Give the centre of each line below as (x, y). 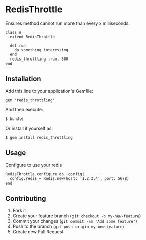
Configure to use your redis (34, 165)
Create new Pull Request (38, 232)
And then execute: (24, 109)
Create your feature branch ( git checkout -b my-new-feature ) (77, 216)
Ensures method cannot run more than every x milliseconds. (67, 23)
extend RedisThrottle (32, 37)
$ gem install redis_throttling (39, 137)
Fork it (19, 211)
